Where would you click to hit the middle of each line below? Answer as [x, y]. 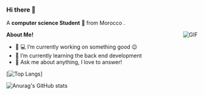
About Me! [20, 35]
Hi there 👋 [21, 10]
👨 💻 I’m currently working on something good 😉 [76, 47]
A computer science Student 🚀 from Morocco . [66, 23]
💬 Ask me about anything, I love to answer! [69, 62]
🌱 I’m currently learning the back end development [78, 56]
